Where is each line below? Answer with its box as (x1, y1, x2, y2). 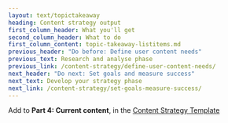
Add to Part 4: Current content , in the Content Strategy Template (8, 106, 220, 115)
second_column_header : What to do (8, 33, 122, 42)
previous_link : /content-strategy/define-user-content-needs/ (8, 63, 216, 71)
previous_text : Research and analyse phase (8, 56, 153, 63)
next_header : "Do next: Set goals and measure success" (8, 70, 195, 78)
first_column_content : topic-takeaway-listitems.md (8, 41, 181, 49)
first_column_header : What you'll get (8, 26, 135, 34)
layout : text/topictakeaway (8, 11, 101, 20)
